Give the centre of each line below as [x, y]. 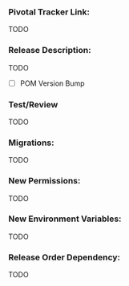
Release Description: [50, 50]
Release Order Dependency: [64, 257]
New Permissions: [44, 181]
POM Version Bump [52, 83]
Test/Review [33, 104]
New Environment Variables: [65, 219]
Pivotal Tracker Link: [49, 12]
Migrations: [31, 143]
